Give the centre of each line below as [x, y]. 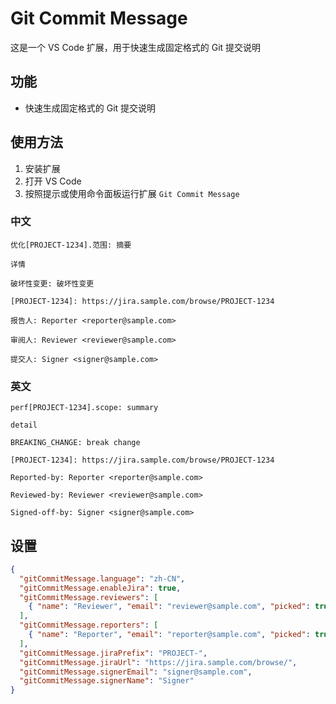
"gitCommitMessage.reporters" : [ [89, 625]
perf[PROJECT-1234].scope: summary [84, 408]
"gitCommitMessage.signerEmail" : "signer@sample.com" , [136, 672]
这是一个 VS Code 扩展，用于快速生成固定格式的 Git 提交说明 [136, 47]
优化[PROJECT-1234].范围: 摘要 [71, 245]
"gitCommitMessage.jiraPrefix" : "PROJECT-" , [113, 653]
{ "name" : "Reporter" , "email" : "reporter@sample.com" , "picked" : [169, 635]
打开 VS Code [53, 181]
